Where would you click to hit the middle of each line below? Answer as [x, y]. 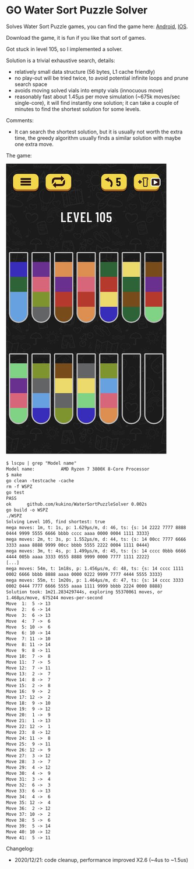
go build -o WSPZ [27, 510]
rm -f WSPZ [19, 486]
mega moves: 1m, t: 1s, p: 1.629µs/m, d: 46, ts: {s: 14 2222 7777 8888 [96, 527]
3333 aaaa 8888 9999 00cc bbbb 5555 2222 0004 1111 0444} [78, 545]
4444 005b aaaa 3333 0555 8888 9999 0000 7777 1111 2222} [78, 557]
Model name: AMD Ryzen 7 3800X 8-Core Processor [78, 469]
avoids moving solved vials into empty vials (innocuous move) [89, 90]
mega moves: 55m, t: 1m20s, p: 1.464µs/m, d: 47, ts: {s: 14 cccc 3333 [95, 580]
